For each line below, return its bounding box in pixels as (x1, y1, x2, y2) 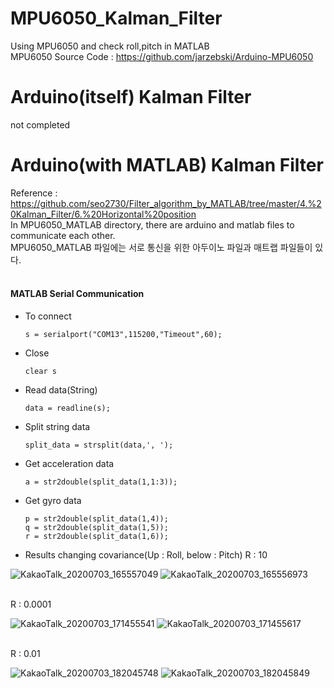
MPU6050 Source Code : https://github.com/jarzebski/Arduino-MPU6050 (10, 50, 314, 62)
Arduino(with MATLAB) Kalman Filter (10, 154, 324, 177)
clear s (24, 367, 57, 377)
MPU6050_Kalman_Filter (10, 7, 223, 30)
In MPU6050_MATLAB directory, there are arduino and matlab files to (10, 218, 295, 231)
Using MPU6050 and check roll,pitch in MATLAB (10, 40, 210, 52)
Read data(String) (24, 384, 98, 396)
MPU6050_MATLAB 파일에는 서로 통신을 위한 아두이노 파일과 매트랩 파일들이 (10, 241, 313, 253)
